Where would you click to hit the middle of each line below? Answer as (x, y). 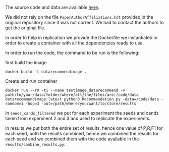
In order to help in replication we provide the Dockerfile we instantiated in (81, 38)
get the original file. (25, 28)
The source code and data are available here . (52, 7)
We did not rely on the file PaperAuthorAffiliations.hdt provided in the (79, 17)
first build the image (26, 62)
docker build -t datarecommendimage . (46, 72)
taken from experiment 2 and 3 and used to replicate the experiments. (78, 118)
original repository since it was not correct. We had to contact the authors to (84, 22)
